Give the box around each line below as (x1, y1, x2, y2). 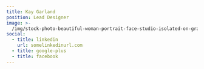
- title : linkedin (12, 37, 59, 43)
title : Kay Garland (6, 8, 56, 15)
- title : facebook (12, 53, 59, 59)
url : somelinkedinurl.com (17, 43, 83, 49)
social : (6, 31, 26, 37)
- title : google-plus (12, 48, 67, 54)
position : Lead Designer (6, 14, 69, 20)
